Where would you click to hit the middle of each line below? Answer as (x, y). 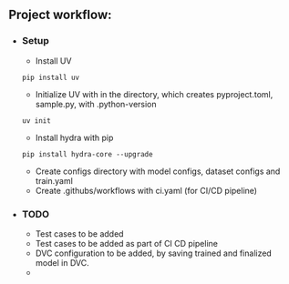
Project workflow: (60, 15)
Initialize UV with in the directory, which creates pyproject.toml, (154, 94)
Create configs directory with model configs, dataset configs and (158, 171)
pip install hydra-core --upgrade (87, 154)
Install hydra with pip (74, 137)
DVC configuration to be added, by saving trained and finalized (154, 253)
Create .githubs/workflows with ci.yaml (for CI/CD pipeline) (146, 190)
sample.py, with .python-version (96, 104)
